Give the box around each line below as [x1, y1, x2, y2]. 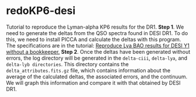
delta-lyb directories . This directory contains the [6, 60, 129, 68]
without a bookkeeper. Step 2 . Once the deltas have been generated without [6, 48, 191, 55]
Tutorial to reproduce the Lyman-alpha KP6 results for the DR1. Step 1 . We [6, 23, 184, 30]
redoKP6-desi [6, 4, 76, 18]
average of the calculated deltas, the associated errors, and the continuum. [6, 73, 188, 80]
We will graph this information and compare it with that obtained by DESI [6, 79, 181, 86]
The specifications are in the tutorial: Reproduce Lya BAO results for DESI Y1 [6, 42, 190, 49]
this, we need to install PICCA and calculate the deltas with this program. [6, 36, 181, 43]
